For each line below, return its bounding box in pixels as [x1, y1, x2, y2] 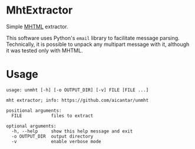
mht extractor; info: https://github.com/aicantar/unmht [6, 97, 149, 103]
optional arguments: [6, 123, 57, 129]
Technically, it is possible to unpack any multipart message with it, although [6, 41, 190, 48]
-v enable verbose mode [11, 138, 101, 144]
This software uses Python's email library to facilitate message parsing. [6, 34, 180, 41]
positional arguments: [6, 107, 62, 114]
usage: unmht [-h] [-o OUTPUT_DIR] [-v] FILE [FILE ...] [6, 87, 149, 93]
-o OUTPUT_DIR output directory [11, 133, 94, 139]
